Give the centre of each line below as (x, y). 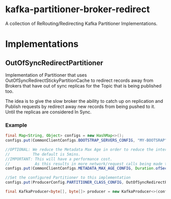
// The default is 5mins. (43, 154)
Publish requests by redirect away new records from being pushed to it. (80, 106)
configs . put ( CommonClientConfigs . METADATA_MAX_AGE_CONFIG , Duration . (81, 168)
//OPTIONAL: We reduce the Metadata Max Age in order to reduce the (79, 149)
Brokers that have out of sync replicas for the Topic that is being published (83, 86)
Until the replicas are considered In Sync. (48, 112)
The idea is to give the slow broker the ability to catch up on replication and (84, 101)
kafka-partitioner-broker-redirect (78, 9)
